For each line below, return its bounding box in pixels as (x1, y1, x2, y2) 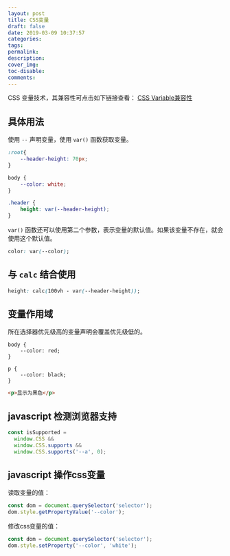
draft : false (8, 23, 45, 30)
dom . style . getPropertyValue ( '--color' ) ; (8, 509, 126, 516)
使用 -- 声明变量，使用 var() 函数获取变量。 (8, 136, 133, 144)
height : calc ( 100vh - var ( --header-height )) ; (8, 287, 140, 295)
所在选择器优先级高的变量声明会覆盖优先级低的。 (8, 328, 146, 336)
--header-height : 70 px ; (20, 156, 89, 162)
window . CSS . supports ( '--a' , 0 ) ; (14, 448, 107, 455)
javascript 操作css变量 (8, 469, 106, 481)
